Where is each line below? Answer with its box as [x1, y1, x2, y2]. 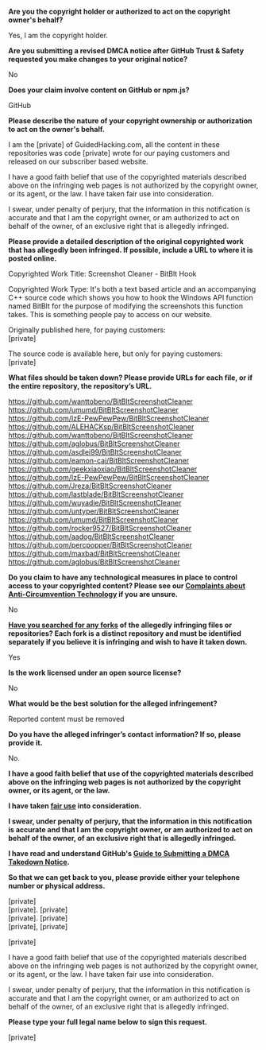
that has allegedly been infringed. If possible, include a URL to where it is [8, 246, 253, 254]
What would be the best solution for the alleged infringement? [8, 699, 218, 708]
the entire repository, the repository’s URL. [8, 382, 152, 390]
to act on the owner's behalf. [8, 125, 105, 134]
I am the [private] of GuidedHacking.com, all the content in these [8, 140, 220, 149]
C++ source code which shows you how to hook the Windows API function [8, 293, 253, 302]
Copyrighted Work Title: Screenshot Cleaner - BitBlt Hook [8, 269, 197, 278]
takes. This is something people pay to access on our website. [8, 310, 213, 319]
